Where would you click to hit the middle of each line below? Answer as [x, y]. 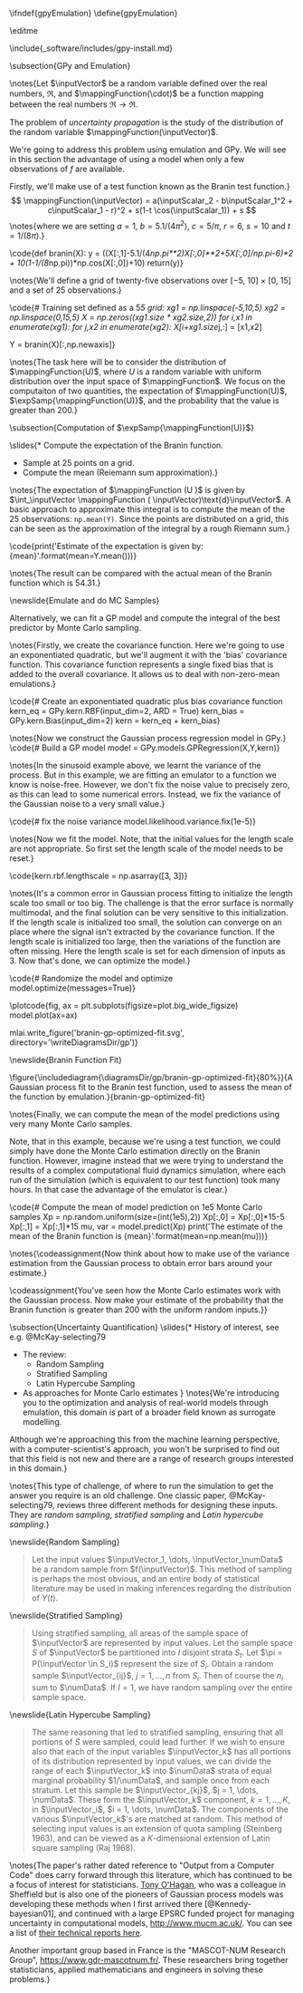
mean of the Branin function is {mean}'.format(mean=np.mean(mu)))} [139, 1235]
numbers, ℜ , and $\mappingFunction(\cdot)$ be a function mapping [137, 93]
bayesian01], [33, 1914]
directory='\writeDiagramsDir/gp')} [74, 1042]
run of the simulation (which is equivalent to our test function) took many [145, 1180]
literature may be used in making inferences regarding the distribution [161, 1588]
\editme [24, 30]
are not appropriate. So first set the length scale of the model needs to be [146, 848]
